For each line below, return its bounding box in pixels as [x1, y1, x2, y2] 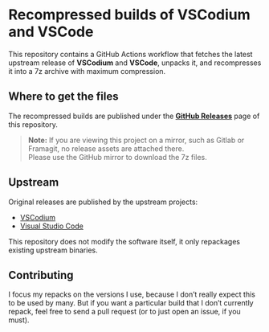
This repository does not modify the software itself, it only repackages [8, 236, 241, 246]
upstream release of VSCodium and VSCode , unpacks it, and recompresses [8, 58, 262, 68]
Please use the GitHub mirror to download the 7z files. [27, 152, 207, 162]
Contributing [8, 268, 74, 282]
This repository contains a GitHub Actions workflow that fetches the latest [8, 49, 253, 59]
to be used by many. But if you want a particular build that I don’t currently [8, 298, 255, 308]
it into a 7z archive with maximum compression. [8, 66, 166, 76]
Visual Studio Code [19, 221, 84, 231]
